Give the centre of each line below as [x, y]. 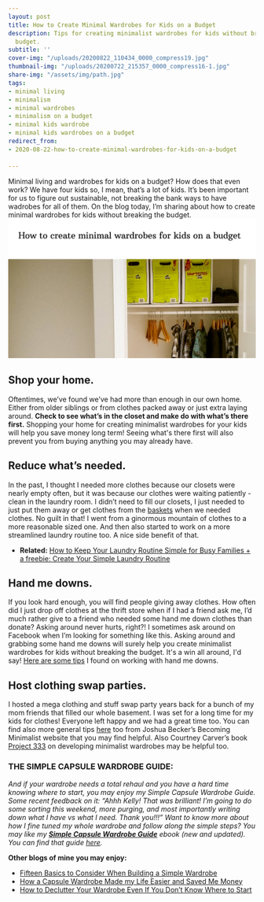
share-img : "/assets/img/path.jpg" [66, 75]
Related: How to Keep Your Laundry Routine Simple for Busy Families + [135, 550]
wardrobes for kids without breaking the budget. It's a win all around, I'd [125, 652]
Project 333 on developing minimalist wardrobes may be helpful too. [119, 746]
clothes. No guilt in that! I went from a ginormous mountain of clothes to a [127, 518]
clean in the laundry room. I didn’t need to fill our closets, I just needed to [126, 501]
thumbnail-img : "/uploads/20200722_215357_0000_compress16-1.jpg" [119, 67]
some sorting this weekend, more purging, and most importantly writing [125, 809]
